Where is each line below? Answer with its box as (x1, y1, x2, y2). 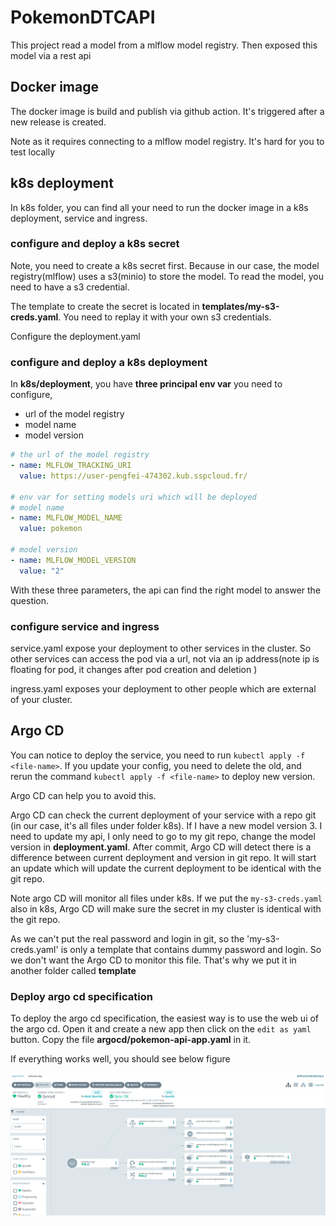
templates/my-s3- (201, 300, 280, 312)
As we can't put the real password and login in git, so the (10, 932, 245, 945)
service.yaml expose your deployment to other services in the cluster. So (10, 642, 312, 654)
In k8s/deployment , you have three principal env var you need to (10, 378, 283, 390)
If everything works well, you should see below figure (10, 1053, 231, 1065)
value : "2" (19, 566, 65, 576)
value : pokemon (19, 524, 83, 534)
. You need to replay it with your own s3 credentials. (58, 311, 272, 323)
